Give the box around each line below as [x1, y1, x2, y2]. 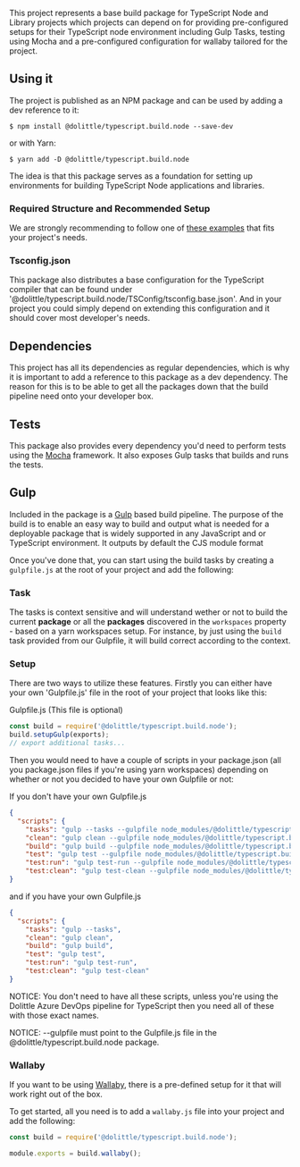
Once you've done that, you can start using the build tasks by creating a [9, 554, 274, 566]
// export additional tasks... [9, 739, 126, 748]
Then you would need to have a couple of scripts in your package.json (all [9, 755, 281, 766]
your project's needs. [9, 232, 87, 243]
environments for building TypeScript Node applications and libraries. [9, 180, 265, 190]
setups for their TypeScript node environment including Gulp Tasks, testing [9, 27, 286, 37]
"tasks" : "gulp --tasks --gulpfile [25, 825, 158, 834]
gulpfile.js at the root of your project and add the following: [9, 564, 234, 575]
